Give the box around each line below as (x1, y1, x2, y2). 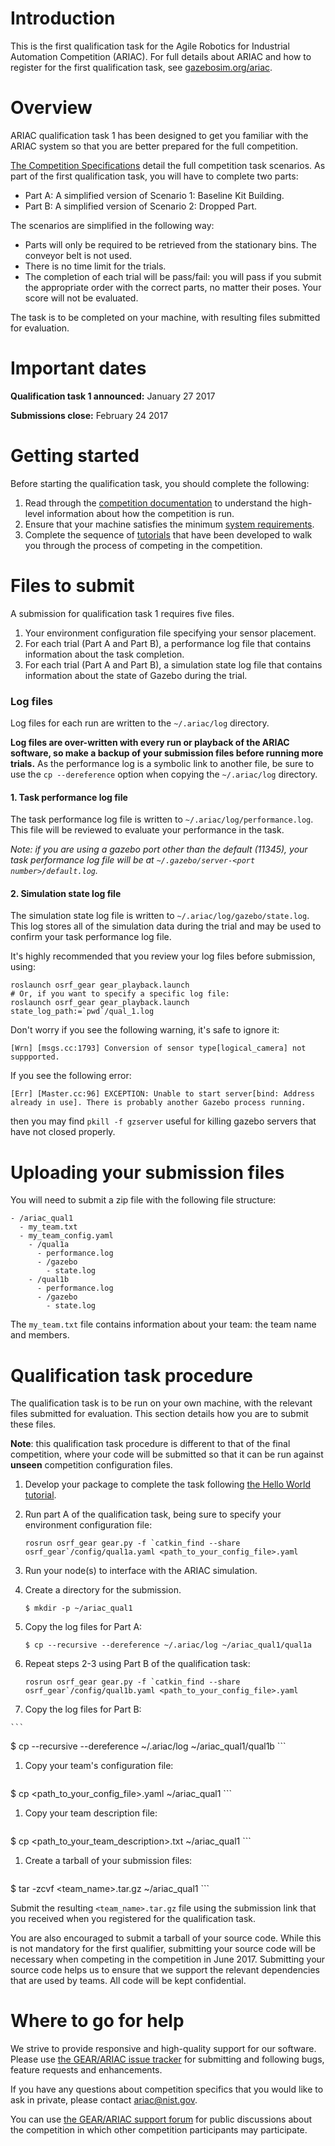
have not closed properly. (10, 1126, 116, 1138)
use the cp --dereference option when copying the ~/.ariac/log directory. (10, 768, 318, 780)
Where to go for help (10, 2010, 185, 2032)
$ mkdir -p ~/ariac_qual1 (24, 1603, 133, 1614)
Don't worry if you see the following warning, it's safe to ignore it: (10, 1024, 280, 1036)
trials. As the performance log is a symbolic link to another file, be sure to (10, 757, 315, 769)
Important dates (10, 357, 147, 380)
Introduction (10, 7, 116, 30)
